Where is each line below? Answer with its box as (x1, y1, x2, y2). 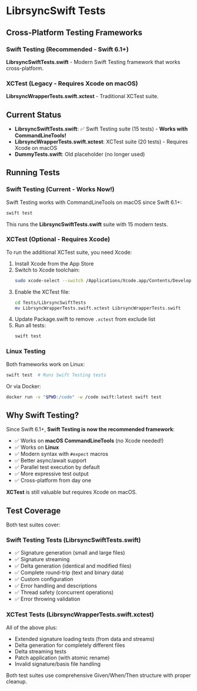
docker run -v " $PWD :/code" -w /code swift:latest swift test (6, 394, 162, 400)
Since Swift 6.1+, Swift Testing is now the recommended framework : (6, 426, 175, 433)
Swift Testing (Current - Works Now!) (6, 185, 115, 193)
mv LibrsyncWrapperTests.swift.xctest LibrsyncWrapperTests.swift (14, 305, 181, 311)
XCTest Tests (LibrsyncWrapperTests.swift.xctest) (6, 611, 155, 619)
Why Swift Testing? (6, 410, 79, 420)
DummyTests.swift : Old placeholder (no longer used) (14, 150, 145, 157)
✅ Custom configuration (14, 576, 74, 583)
